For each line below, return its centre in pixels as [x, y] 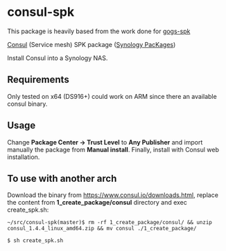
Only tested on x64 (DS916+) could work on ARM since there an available [112, 96]
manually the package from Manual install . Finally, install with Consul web [113, 149]
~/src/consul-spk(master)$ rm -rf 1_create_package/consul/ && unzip [110, 223]
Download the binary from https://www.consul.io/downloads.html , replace [113, 195]
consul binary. [27, 104]
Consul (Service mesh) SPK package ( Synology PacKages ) [92, 44]
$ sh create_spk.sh [35, 241]
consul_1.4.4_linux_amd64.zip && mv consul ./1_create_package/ [102, 229]
